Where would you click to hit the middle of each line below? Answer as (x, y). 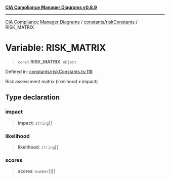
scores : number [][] (36, 171)
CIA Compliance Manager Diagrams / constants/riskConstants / (71, 22)
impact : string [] (35, 123)
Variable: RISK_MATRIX (56, 48)
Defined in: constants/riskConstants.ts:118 (49, 71)
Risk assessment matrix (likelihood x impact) (52, 81)
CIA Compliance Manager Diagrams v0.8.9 (51, 7)
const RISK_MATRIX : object (47, 62)
